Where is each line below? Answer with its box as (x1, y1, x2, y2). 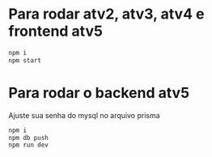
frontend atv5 (8, 22, 104, 40)
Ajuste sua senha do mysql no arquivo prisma (8, 110, 160, 120)
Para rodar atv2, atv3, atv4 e (8, 5, 205, 23)
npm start (8, 56, 42, 65)
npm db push (8, 134, 49, 142)
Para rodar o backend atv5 (8, 83, 190, 102)
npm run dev (8, 141, 49, 150)
